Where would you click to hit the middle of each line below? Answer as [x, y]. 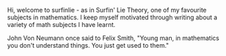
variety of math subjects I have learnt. [62, 25]
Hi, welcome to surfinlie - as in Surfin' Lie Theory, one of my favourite [107, 10]
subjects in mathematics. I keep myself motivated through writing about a [112, 17]
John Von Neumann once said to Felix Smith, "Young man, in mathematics [113, 38]
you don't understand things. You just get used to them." [88, 45]
